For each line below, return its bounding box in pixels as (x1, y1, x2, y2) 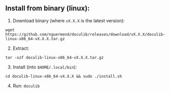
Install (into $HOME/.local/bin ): (12, 64, 77, 70)
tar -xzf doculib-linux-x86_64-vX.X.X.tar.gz (5, 55, 104, 60)
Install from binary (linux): (5, 4, 90, 13)
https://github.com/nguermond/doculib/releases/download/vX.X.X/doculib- (5, 32, 166, 37)
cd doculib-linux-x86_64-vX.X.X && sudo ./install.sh (5, 74, 123, 79)
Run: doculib (12, 82, 40, 88)
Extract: (12, 45, 30, 51)
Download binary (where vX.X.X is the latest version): (12, 17, 125, 23)
